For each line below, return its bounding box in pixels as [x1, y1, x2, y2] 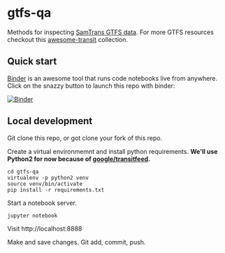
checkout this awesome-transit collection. [7, 35, 128, 43]
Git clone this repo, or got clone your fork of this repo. [7, 134, 163, 142]
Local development [7, 115, 93, 127]
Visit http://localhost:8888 [7, 224, 82, 233]
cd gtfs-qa [7, 168, 39, 175]
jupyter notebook [7, 212, 58, 219]
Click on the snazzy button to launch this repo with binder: [7, 82, 175, 90]
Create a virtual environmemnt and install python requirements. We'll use [7, 147, 218, 155]
